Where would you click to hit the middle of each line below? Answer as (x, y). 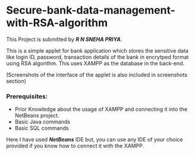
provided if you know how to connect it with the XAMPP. (75, 146)
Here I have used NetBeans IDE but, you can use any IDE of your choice (95, 140)
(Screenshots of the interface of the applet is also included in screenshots (97, 75)
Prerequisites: (27, 96)
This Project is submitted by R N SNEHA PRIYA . (64, 39)
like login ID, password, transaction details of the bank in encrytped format (97, 57)
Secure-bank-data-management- (91, 10)
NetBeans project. (37, 115)
